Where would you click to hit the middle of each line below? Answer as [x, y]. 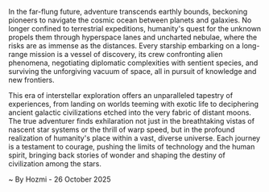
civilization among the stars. [55, 163]
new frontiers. [31, 80]
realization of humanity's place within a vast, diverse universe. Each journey [134, 138]
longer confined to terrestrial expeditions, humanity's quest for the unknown [135, 29]
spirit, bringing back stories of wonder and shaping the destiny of [117, 155]
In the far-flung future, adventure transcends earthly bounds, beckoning [128, 12]
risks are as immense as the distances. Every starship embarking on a [124, 46]
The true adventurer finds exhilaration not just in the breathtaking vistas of [132, 121]
